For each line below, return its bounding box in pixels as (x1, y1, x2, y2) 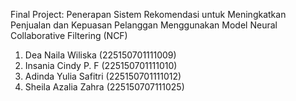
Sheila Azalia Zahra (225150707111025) (24, 81, 185, 93)
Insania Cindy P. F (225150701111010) (24, 60, 178, 71)
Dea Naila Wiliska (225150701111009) (24, 49, 177, 61)
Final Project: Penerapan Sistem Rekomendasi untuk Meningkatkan (10, 9, 287, 20)
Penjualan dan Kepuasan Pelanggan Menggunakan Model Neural (10, 19, 278, 31)
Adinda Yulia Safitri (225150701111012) (24, 70, 182, 82)
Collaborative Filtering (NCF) (10, 30, 128, 41)
